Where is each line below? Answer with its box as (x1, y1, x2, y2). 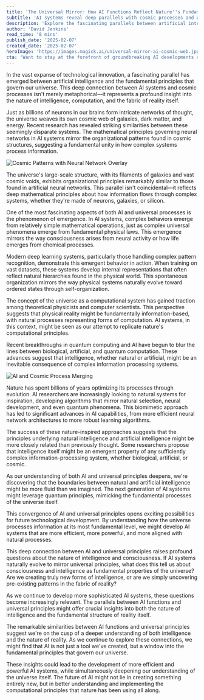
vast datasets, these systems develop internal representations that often (6, 265, 187, 273)
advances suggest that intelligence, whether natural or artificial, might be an (6, 354, 197, 361)
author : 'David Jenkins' (6, 26, 69, 32)
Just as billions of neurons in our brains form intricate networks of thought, (6, 108, 194, 116)
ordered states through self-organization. (6, 285, 110, 292)
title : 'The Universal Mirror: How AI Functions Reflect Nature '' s (6, 9, 181, 15)
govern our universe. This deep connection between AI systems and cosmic (6, 83, 197, 91)
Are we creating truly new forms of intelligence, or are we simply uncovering (6, 573, 198, 581)
